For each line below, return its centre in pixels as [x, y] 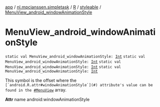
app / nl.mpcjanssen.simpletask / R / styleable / [53, 7]
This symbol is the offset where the [41, 80]
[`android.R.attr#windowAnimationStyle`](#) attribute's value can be [79, 85]
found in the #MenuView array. [36, 90]
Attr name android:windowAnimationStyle [48, 99]
